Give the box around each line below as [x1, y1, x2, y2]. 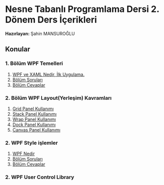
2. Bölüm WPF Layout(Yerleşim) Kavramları [5, 94, 112, 101]
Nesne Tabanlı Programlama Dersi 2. [5, 3, 160, 15]
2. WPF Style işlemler [5, 139, 58, 146]
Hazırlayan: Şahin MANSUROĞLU [5, 30, 75, 36]
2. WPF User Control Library [5, 174, 75, 181]
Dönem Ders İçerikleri [5, 14, 97, 25]
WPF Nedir [12, 151, 35, 157]
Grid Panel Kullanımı [12, 106, 54, 112]
